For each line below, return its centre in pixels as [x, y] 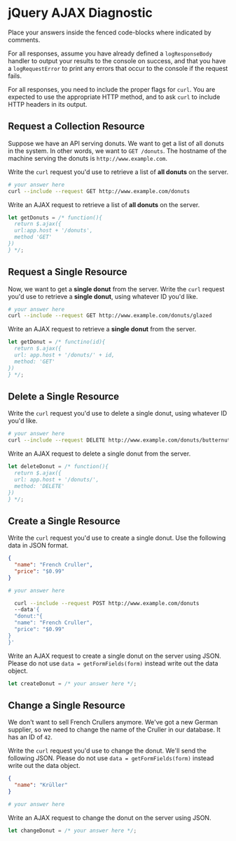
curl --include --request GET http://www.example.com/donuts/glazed [110, 316]
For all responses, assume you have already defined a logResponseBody [110, 53]
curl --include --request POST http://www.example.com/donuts [107, 603]
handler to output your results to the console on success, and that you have [117, 60]
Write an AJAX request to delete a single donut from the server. [99, 453]
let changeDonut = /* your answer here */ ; [72, 830]
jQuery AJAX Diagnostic [81, 13]
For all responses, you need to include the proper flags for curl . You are [112, 89]
